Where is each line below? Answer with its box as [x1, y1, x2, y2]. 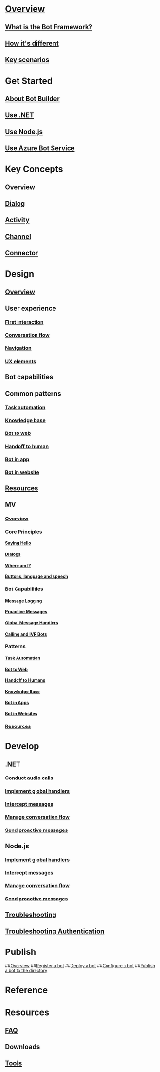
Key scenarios [5, 56, 50, 64]
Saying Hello [5, 540, 32, 546]
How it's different [5, 39, 59, 47]
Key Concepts [5, 164, 63, 174]
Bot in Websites [5, 711, 37, 716]
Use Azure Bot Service [5, 144, 75, 153]
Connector [5, 249, 38, 257]
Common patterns [5, 389, 62, 398]
